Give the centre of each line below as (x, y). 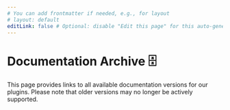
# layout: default (33, 20)
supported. (23, 99)
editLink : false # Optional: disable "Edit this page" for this (101, 26)
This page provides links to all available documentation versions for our (107, 85)
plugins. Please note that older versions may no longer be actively (100, 92)
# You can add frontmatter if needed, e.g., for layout (88, 13)
